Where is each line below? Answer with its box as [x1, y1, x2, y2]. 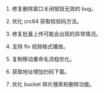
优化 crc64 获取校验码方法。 [11, 18, 82, 25]
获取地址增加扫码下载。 [11, 68, 70, 75]
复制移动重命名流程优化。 [11, 56, 75, 62]
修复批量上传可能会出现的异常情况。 [11, 30, 102, 37]
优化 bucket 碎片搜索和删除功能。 [11, 81, 95, 88]
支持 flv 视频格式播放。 [11, 43, 69, 50]
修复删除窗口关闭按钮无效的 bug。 [11, 5, 97, 12]
